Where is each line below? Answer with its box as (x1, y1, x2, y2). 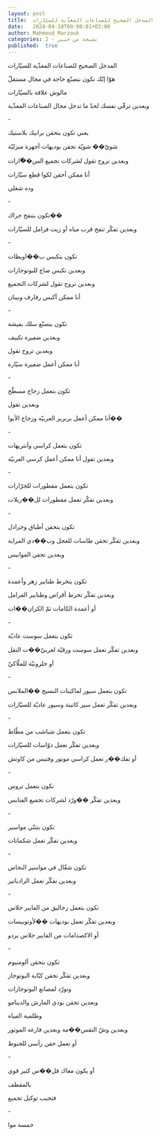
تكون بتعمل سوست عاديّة (8, 631, 73, 640)
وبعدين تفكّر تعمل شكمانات (8, 836, 78, 845)
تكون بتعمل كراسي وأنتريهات (8, 441, 82, 449)
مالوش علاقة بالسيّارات (8, 88, 68, 96)
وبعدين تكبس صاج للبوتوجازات (8, 266, 86, 274)
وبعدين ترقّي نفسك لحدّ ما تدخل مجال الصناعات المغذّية (8, 102, 150, 109)
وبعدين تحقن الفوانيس (8, 550, 65, 558)
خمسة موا (8, 1121, 34, 1128)
